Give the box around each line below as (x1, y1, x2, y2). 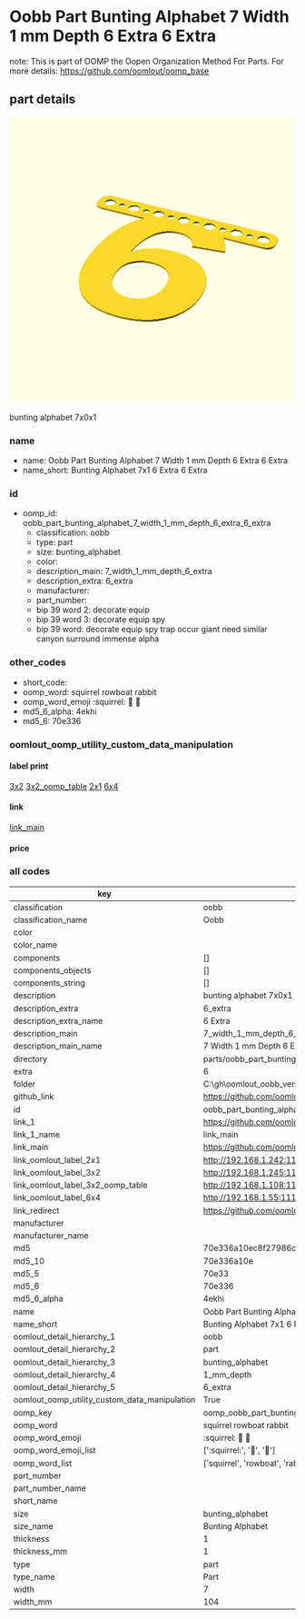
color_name (13, 939, 57, 950)
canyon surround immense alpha (35, 633, 160, 644)
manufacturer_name (13, 1230, 89, 1241)
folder (13, 1078, 36, 1089)
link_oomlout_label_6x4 (13, 1192, 102, 1203)
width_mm (13, 1596, 53, 1607)
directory (13, 1053, 48, 1064)
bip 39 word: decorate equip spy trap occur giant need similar (35, 624, 268, 635)
